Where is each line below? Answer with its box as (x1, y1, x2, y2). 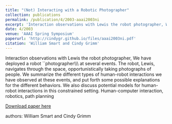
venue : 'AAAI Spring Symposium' (5, 31, 74, 36)
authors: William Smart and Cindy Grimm (5, 113, 91, 119)
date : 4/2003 (5, 27, 33, 32)
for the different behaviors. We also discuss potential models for (5, 82, 141, 88)
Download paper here (5, 103, 51, 109)
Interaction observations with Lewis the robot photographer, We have (5, 55, 152, 61)
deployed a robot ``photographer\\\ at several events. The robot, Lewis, (5, 60, 155, 67)
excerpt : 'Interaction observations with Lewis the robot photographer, (5, 22, 164, 27)
